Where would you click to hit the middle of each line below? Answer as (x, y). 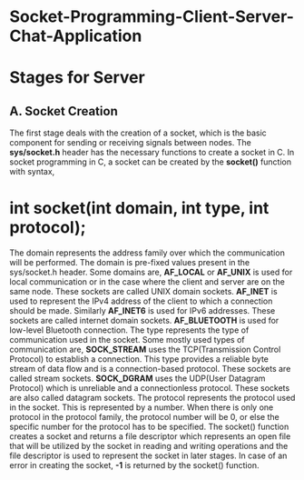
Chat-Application (76, 36)
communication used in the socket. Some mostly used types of (127, 340)
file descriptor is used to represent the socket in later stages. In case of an (148, 455)
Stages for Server (77, 78)
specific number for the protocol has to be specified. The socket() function (149, 427)
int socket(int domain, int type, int (139, 209)
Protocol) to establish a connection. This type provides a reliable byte (139, 359)
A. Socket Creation (64, 111)
